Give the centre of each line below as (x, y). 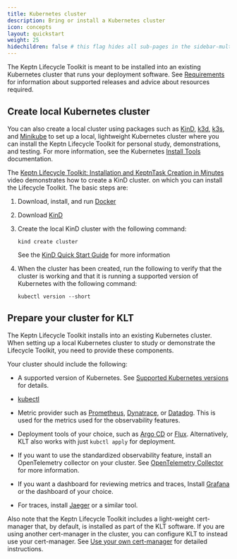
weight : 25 (23, 40)
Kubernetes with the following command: (77, 283)
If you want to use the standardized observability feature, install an (114, 455)
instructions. (25, 548)
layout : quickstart (36, 34)
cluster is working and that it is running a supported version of (108, 276)
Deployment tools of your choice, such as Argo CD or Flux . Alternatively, (123, 434)
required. (20, 90)
